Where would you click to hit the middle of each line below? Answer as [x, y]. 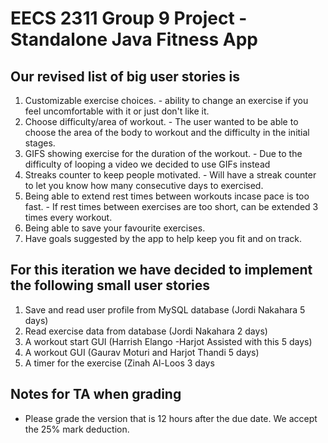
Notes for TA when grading [96, 394]
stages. [40, 143]
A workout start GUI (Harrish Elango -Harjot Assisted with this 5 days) [168, 341]
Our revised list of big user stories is [125, 76]
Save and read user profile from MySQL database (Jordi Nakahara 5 [165, 309]
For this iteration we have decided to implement [161, 270]
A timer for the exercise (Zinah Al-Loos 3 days [119, 363]
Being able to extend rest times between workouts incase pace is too [167, 196]
